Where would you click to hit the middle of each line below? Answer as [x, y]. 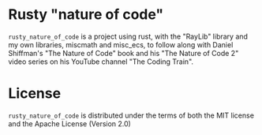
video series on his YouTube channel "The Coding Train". [101, 62]
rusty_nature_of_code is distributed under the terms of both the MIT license [131, 115]
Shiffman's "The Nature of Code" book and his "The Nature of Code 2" [124, 53]
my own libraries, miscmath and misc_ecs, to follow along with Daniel [121, 44]
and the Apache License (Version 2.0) [70, 123]
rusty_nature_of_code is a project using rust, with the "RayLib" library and [128, 36]
